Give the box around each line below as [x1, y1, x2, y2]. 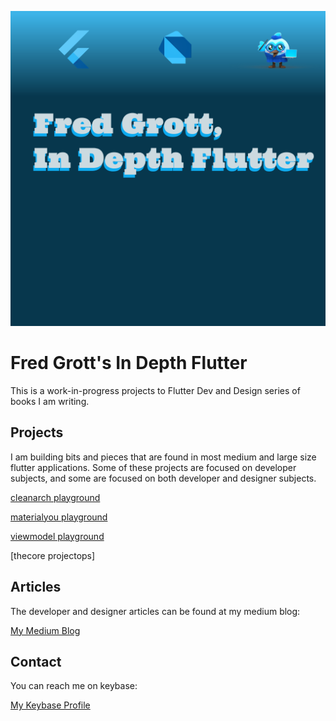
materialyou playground [10, 511, 108, 523]
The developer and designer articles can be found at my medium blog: [10, 605, 301, 617]
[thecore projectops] [10, 549, 96, 561]
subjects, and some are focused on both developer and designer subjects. [10, 472, 317, 484]
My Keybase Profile [10, 699, 91, 711]
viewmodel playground [10, 530, 105, 542]
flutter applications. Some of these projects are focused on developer [10, 461, 297, 473]
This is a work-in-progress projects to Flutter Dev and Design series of [10, 384, 301, 396]
